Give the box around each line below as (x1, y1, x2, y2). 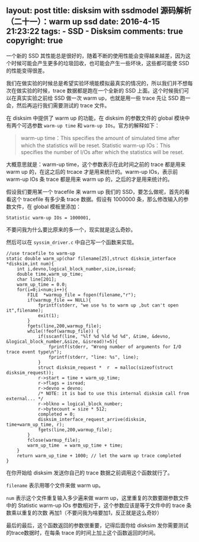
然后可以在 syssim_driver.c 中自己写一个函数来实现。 (6, 238, 137, 246)
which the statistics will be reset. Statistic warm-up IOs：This (20, 142, 171, 149)
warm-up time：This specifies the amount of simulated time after (20, 134, 180, 141)
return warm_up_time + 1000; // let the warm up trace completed (17, 452, 182, 458)
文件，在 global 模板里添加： (11, 203, 82, 210)
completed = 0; (37, 411, 76, 417)
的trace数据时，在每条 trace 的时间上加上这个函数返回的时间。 (6, 529, 159, 536)
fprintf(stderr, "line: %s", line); (48, 354, 139, 360)
